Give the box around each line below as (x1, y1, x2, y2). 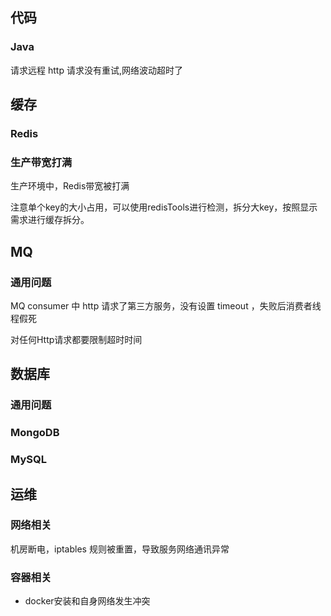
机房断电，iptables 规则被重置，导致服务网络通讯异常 (10, 543, 230, 555)
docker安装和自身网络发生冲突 (24, 595, 151, 607)
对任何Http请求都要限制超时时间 (10, 333, 143, 345)
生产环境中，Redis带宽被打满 (10, 180, 130, 192)
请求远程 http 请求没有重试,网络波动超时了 (10, 64, 183, 76)
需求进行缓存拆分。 (10, 214, 90, 226)
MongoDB (10, 426, 60, 440)
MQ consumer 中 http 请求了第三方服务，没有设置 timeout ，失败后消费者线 (10, 299, 322, 312)
